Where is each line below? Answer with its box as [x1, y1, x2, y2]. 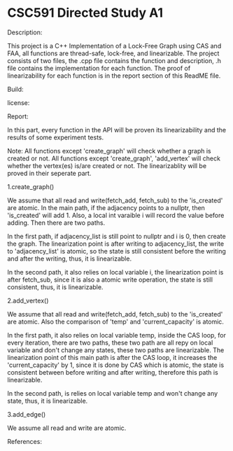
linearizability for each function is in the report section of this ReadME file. [7, 71, 221, 80]
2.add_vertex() [7, 296, 49, 305]
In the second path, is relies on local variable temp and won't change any [7, 389, 218, 397]
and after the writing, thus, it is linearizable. [7, 254, 132, 263]
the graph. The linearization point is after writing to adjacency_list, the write [7, 240, 225, 248]
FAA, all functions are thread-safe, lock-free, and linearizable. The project [7, 49, 220, 57]
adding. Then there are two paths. [7, 218, 106, 227]
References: [7, 437, 42, 445]
